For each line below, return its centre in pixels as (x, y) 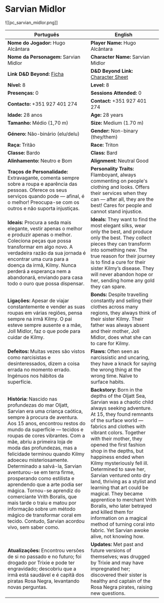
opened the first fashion (118, 445)
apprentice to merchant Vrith (123, 499)
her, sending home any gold (123, 280)
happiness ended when (117, 457)
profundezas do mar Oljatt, (38, 405)
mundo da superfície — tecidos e (46, 430)
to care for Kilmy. (110, 343)
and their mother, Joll (115, 331)
